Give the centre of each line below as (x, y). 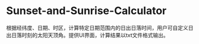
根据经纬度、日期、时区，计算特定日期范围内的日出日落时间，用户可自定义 (97, 28)
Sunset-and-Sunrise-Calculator (86, 11)
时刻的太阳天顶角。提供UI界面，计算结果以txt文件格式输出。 (95, 35)
